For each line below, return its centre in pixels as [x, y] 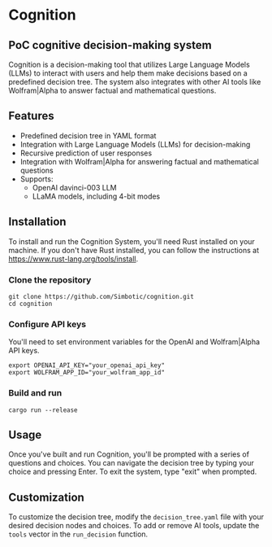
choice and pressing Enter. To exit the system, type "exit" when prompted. [133, 472]
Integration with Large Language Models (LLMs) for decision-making [135, 144]
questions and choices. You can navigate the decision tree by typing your [131, 463]
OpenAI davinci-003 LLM [74, 187]
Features [31, 116]
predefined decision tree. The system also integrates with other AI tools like [135, 82]
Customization [47, 497]
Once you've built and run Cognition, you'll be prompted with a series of [129, 454]
